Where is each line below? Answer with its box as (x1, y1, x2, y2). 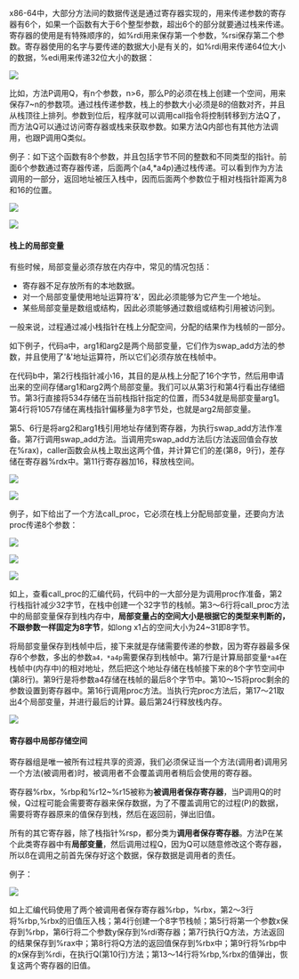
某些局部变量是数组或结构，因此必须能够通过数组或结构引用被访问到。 (21, 303, 280, 313)
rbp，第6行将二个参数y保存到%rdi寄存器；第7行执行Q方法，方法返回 (32, 926, 285, 937)
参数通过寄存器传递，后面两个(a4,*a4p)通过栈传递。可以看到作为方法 (29, 163, 283, 173)
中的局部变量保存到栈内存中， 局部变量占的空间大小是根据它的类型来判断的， (9, 611, 290, 621)
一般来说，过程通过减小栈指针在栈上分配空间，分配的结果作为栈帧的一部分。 (9, 321, 290, 332)
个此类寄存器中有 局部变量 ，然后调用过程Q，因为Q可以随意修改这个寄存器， (9, 839, 287, 850)
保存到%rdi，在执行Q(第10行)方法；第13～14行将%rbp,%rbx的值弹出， (20, 949, 280, 959)
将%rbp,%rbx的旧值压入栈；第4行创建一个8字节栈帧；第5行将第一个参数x (9, 916, 281, 926)
